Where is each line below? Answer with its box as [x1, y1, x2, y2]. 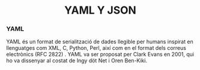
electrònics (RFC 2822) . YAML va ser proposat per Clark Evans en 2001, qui [6, 51, 194, 58]
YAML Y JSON [64, 4, 137, 17]
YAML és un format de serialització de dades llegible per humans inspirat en [6, 38, 193, 45]
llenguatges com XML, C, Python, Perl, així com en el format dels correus [6, 44, 186, 52]
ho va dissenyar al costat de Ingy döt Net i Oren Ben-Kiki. [6, 57, 147, 64]
